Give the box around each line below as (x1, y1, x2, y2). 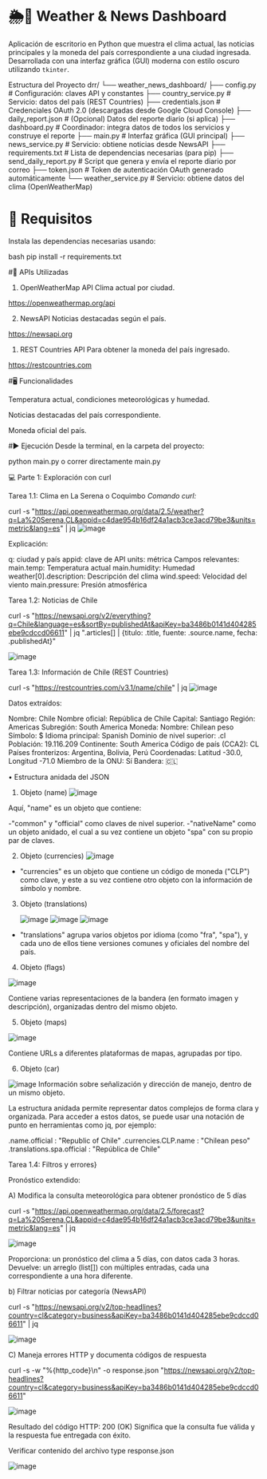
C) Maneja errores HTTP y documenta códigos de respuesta (8, 1350, 207, 1359)
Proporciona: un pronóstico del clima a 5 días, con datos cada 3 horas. (8, 1254, 241, 1263)
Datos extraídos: (8, 698, 62, 708)
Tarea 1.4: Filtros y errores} (8, 1159, 97, 1169)
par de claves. (8, 835, 55, 845)
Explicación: (8, 539, 49, 548)
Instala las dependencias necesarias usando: (8, 236, 156, 245)
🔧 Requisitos (8, 210, 93, 229)
